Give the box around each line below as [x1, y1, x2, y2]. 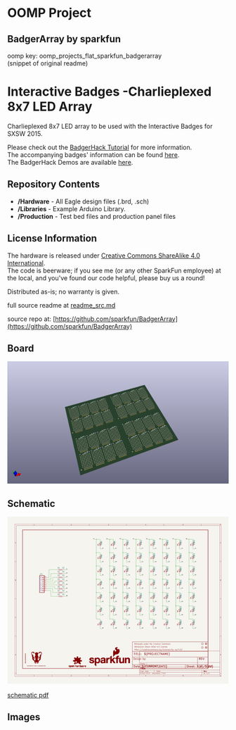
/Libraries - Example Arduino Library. [17, 204, 126, 213]
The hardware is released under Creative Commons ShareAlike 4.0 [7, 251, 200, 260]
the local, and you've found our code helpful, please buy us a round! [7, 273, 205, 282]
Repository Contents [7, 178, 100, 191]
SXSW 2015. [7, 129, 44, 138]
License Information [7, 232, 97, 244]
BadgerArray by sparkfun [7, 33, 122, 45]
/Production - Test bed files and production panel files [17, 212, 176, 220]
